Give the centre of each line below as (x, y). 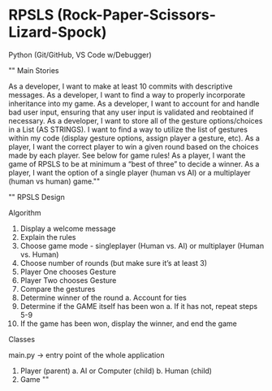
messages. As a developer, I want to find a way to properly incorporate (127, 94)
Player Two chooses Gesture (68, 280)
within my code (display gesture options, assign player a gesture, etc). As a (134, 138)
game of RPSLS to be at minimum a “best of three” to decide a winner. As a (134, 163)
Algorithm (25, 212)
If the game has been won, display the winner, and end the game (128, 324)
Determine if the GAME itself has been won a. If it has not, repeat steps (139, 306)
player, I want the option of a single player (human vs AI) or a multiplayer (130, 172)
